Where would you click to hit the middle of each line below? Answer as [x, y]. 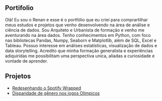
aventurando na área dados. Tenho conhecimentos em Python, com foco [78, 35]
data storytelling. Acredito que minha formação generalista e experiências [79, 50]
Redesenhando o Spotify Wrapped [47, 88]
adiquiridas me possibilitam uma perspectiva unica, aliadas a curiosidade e [80, 56]
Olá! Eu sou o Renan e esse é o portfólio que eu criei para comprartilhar [76, 19]
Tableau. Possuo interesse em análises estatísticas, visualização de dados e [81, 45]
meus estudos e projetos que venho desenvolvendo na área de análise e [78, 25]
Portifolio [19, 8]
